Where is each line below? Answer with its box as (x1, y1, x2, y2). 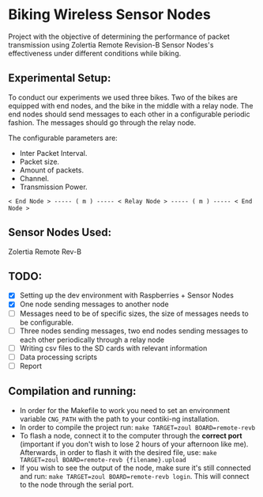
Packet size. (19, 157, 60, 166)
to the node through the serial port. (19, 480, 134, 489)
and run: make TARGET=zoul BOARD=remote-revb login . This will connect (19, 471, 250, 480)
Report (19, 361, 42, 370)
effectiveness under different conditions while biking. (8, 48, 182, 58)
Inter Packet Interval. (19, 148, 88, 157)
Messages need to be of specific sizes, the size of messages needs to (19, 309, 249, 318)
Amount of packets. (19, 165, 85, 175)
